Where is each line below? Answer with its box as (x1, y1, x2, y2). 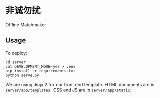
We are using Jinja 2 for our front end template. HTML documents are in (5, 81, 155, 87)
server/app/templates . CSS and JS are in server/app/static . (5, 87, 132, 93)
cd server (5, 59, 26, 65)
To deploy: (5, 50, 27, 56)
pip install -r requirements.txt (5, 68, 76, 73)
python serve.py (5, 73, 39, 78)
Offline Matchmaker (5, 21, 46, 28)
